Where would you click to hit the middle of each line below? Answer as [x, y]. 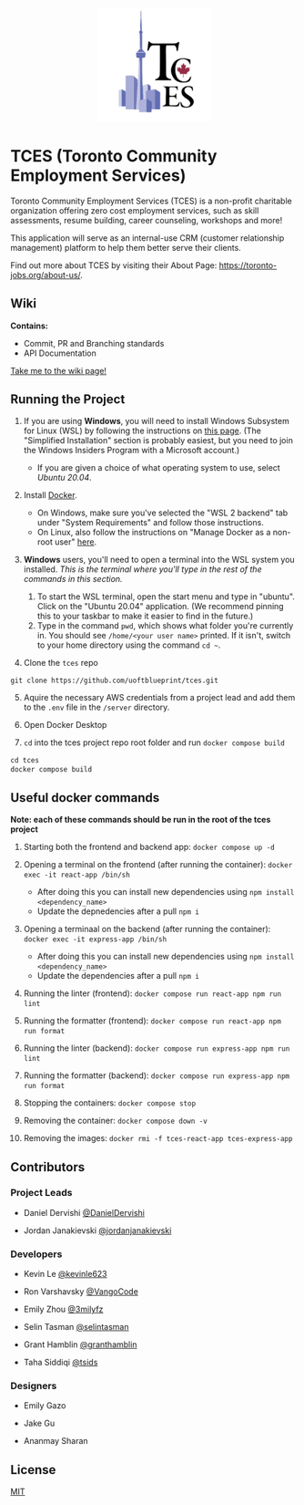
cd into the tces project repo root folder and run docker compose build [154, 742]
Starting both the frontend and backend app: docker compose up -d [149, 847]
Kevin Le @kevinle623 [65, 1274]
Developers [36, 1254]
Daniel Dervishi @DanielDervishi [84, 1212]
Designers [34, 1386]
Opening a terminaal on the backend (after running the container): [147, 929]
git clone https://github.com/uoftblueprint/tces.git [115, 681]
